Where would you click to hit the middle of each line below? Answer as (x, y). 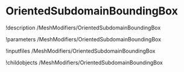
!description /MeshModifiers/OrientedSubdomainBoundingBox (83, 28)
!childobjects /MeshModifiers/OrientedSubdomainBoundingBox (84, 62)
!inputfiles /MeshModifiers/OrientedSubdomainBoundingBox (81, 51)
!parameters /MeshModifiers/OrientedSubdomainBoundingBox (83, 39)
